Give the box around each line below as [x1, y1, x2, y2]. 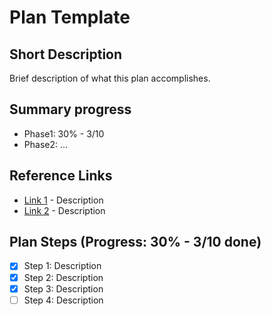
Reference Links [9, 167, 113, 185]
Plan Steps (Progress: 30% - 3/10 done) [9, 234, 262, 251]
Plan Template [9, 6, 131, 29]
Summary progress [9, 101, 132, 118]
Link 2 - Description [23, 204, 106, 216]
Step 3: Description [23, 282, 104, 295]
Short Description [9, 46, 123, 63]
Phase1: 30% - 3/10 [23, 127, 105, 140]
